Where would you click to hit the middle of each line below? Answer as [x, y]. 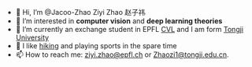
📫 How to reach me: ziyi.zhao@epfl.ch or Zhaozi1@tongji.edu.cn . [122, 55]
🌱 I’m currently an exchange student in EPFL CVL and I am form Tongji [130, 29]
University [32, 37]
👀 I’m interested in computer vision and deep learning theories [119, 21]
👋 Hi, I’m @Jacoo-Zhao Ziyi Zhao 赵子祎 [80, 12]
